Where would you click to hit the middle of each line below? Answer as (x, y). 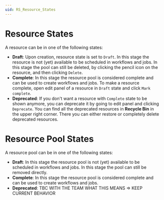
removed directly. (30, 172)
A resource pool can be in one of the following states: (59, 153)
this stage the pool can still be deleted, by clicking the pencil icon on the (85, 67)
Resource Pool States (49, 139)
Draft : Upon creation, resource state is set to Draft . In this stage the (81, 57)
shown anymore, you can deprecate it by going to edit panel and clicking (85, 104)
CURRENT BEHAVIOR (34, 193)
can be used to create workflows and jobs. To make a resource (76, 83)
